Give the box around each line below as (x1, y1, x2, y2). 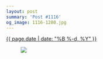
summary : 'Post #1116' (6, 14, 61, 20)
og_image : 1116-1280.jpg (6, 19, 67, 25)
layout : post (6, 8, 38, 15)
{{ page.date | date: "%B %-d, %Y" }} (6, 36, 97, 43)
